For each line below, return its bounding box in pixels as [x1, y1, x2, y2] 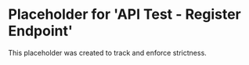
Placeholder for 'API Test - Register [8, 5, 241, 23]
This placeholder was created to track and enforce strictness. [8, 48, 207, 57]
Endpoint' [8, 22, 73, 40]
